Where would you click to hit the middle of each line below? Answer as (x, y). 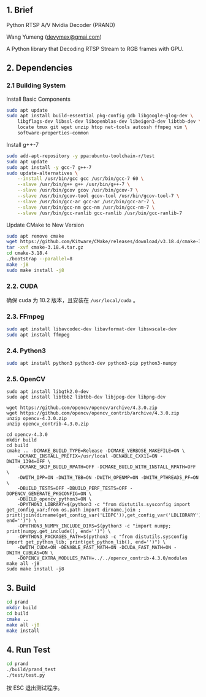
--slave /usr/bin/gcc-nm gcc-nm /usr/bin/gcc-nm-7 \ (86, 207)
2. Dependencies (40, 68)
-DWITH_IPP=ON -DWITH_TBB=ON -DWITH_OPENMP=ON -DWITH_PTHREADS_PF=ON (108, 478)
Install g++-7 (22, 144)
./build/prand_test (31, 670)
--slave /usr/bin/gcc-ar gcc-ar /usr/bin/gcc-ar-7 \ (86, 201)
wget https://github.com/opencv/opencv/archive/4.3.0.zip (82, 408)
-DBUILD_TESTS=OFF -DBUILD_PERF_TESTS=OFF (72, 489)
